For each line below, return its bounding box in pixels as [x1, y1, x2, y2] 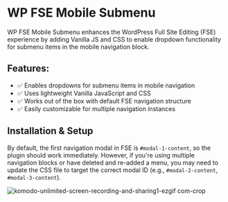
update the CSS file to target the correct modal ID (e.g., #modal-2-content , [7, 165, 218, 174]
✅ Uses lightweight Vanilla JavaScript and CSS [17, 89, 151, 97]
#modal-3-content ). [7, 173, 61, 181]
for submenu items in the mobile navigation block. [7, 42, 150, 51]
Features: [7, 62, 50, 74]
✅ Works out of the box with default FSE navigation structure [17, 96, 192, 105]
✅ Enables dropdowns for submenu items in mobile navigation [17, 81, 195, 90]
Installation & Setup [7, 125, 94, 137]
